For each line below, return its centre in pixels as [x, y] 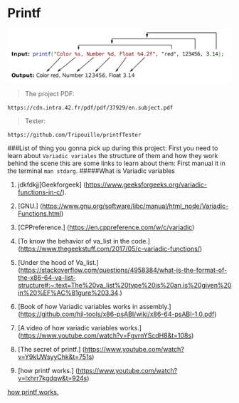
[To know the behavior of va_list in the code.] [84, 241]
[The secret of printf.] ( [51, 350]
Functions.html [39, 214]
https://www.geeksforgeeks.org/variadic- [146, 185]
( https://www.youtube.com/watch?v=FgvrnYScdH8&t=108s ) [106, 335]
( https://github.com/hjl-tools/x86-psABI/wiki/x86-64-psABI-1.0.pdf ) [117, 314]
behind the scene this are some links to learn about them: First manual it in [117, 163]
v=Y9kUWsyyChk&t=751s [55, 357]
